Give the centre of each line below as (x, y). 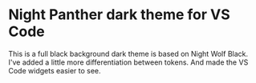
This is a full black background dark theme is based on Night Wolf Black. (128, 53)
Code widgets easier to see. (55, 70)
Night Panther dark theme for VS (119, 15)
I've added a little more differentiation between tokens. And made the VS (128, 62)
